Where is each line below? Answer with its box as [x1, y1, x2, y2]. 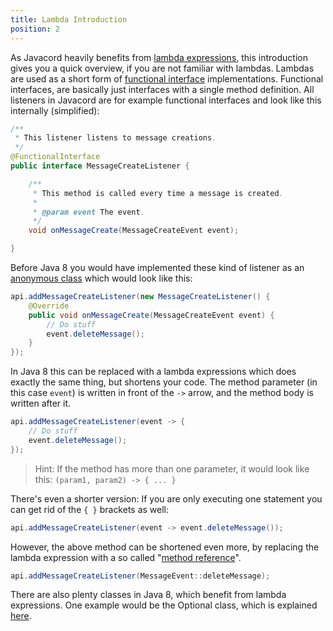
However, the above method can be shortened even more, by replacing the [10, 541, 320, 553]
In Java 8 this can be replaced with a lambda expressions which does [10, 366, 297, 378]
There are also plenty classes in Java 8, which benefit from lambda [10, 589, 287, 601]
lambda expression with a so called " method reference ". [10, 551, 242, 563]
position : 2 [10, 24, 60, 34]
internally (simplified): [10, 104, 100, 116]
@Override [28, 301, 70, 311]
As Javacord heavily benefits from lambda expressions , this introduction [10, 51, 308, 63]
